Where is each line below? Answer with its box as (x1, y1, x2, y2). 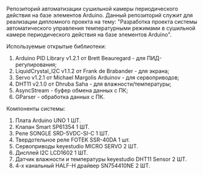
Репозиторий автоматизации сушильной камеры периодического (6, 5, 179, 12)
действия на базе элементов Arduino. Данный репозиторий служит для (6, 12, 193, 19)
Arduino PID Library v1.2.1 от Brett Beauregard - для (15, 55, 146, 61)
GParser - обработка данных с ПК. (15, 94, 105, 100)
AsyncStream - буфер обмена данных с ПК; (15, 87, 128, 94)
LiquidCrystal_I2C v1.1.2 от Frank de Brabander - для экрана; (15, 67, 169, 75)
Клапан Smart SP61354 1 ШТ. (15, 123, 90, 130)
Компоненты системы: (6, 105, 66, 112)
